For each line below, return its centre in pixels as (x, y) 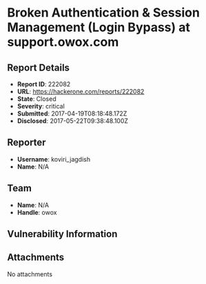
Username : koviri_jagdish (54, 159)
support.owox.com (63, 42)
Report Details (39, 67)
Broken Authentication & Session (103, 13)
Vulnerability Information (62, 234)
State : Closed (37, 99)
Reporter (27, 143)
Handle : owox (37, 212)
